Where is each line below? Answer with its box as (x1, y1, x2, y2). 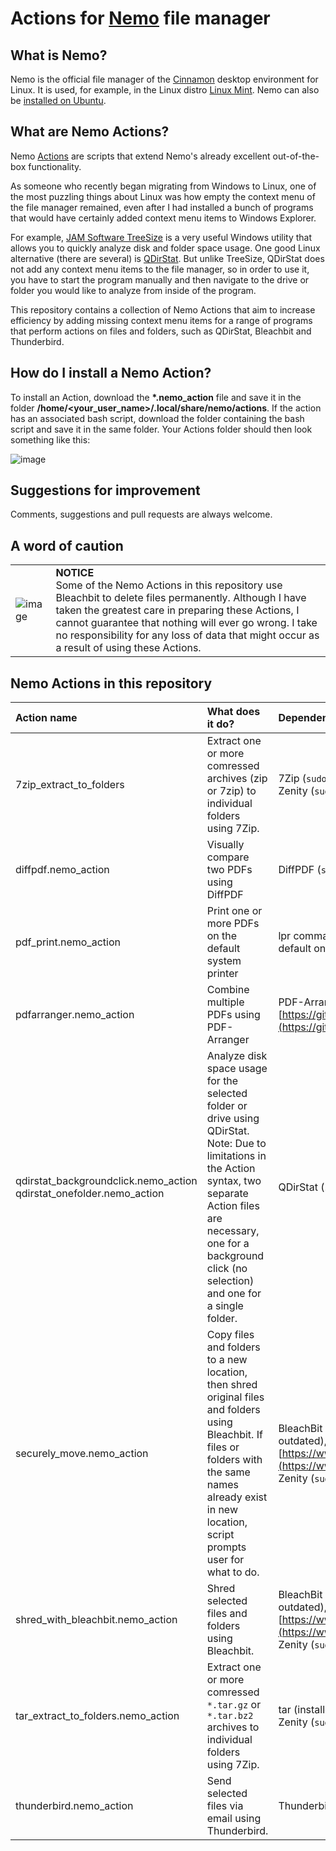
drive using (206, 1112, 260, 1126)
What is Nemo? (10, 47, 108, 64)
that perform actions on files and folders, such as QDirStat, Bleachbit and (10, 325, 312, 337)
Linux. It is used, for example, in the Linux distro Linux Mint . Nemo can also (10, 84, 320, 96)
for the (206, 1074, 239, 1088)
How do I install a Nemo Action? (10, 365, 212, 382)
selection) (206, 1274, 255, 1288)
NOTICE (55, 566, 95, 580)
